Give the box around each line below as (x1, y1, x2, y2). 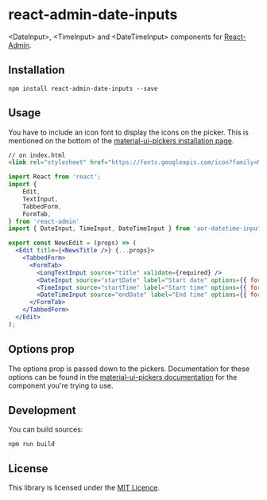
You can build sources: (8, 424, 83, 435)
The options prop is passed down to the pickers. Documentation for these (8, 364, 250, 373)
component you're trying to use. (8, 381, 114, 390)
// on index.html (8, 151, 66, 159)
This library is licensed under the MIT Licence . (8, 483, 161, 493)
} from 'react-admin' (8, 217, 80, 225)
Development (8, 404, 77, 417)
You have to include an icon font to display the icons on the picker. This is (8, 127, 249, 137)
